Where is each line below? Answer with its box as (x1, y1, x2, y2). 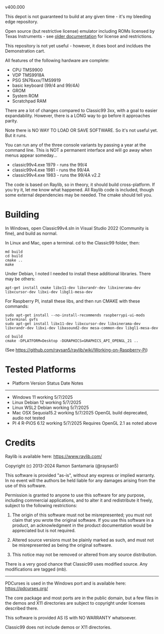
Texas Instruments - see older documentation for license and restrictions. (5, 34, 153, 39)
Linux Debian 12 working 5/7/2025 (12, 399, 82, 405)
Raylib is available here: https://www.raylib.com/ (5, 453, 102, 459)
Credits (5, 437, 36, 449)
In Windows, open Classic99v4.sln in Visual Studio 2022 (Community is (5, 225, 149, 231)
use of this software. (5, 483, 46, 489)
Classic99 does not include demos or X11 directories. (5, 624, 112, 630)
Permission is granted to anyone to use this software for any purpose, (5, 492, 145, 498)
